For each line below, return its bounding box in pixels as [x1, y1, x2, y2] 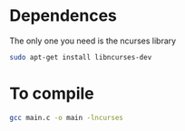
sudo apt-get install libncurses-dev [9, 52, 152, 61]
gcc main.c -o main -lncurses [9, 113, 124, 122]
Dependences [9, 5, 118, 26]
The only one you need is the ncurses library [9, 35, 177, 46]
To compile [9, 83, 95, 104]
